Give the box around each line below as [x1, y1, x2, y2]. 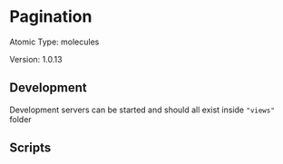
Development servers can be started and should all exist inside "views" [9, 104, 275, 115]
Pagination [9, 6, 93, 27]
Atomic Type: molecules [9, 36, 100, 47]
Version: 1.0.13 [9, 53, 63, 64]
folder [9, 113, 32, 124]
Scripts [9, 140, 52, 156]
